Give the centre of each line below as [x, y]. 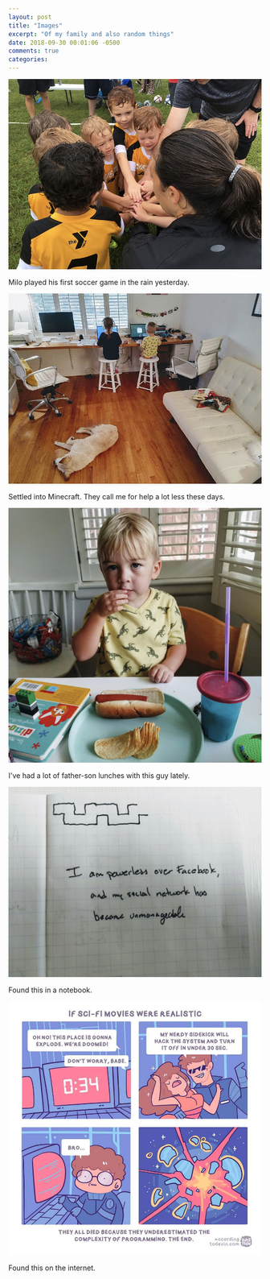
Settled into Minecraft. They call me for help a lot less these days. [117, 497]
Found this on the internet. [52, 1268]
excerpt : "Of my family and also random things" [91, 34]
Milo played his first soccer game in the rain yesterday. [99, 282]
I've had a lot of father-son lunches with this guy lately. [99, 775]
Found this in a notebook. [50, 990]
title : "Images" [35, 25]
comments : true [34, 51]
